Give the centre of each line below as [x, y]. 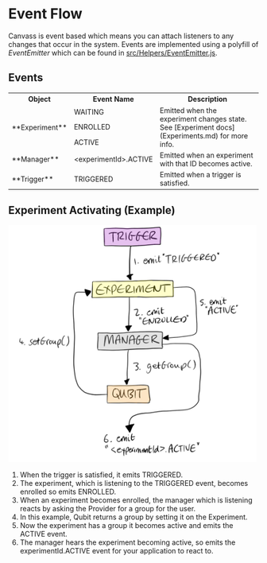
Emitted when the [188, 110]
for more [234, 135]
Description [208, 99]
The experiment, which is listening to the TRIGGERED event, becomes [134, 483]
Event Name [113, 99]
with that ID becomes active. [206, 163]
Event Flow [45, 14]
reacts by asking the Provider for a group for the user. [108, 508]
